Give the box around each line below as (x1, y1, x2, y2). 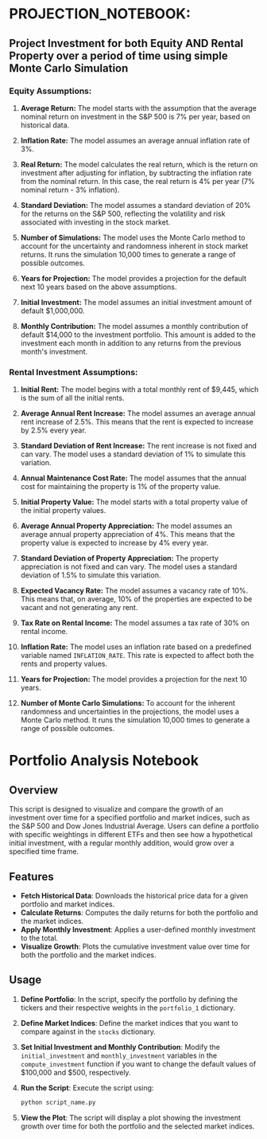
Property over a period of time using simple (9, 49, 229, 62)
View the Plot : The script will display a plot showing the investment (20, 1113, 242, 1122)
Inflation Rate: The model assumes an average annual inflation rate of (20, 135, 250, 145)
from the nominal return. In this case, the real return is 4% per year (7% (20, 176, 255, 186)
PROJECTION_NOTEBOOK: (9, 5, 192, 23)
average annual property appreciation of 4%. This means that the (20, 530, 235, 539)
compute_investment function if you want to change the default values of (20, 1059, 257, 1068)
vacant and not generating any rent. (20, 603, 138, 613)
